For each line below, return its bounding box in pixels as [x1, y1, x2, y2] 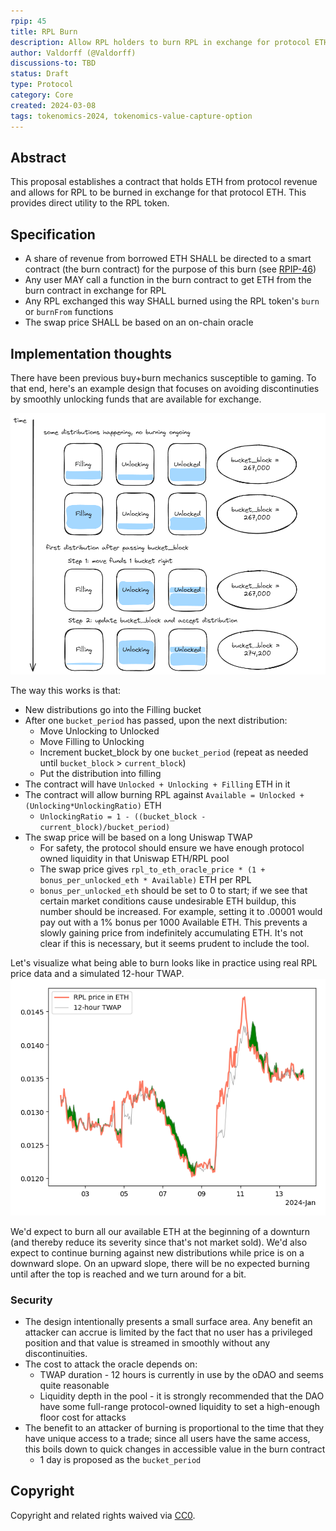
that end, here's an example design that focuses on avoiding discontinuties [10, 382, 320, 394]
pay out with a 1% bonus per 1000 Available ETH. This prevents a [39, 916, 308, 928]
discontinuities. [24, 1347, 88, 1359]
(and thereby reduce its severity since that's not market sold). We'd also [10, 1236, 308, 1248]
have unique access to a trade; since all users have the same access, [24, 1432, 311, 1444]
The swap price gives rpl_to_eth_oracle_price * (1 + [39, 863, 266, 875]
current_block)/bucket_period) [39, 822, 171, 832]
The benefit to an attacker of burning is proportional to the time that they [24, 1421, 325, 1434]
